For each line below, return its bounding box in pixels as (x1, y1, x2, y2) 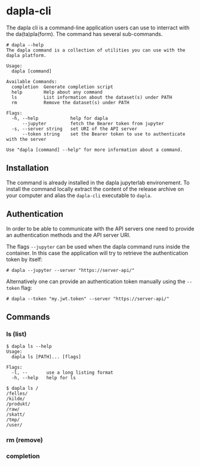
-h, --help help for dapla (11, 115, 109, 121)
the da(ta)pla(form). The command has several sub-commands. (6, 30, 163, 37)
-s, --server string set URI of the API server (11, 126, 137, 132)
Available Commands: (6, 78, 58, 84)
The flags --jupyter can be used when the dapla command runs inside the (6, 243, 190, 250)
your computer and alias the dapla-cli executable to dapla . (6, 192, 152, 199)
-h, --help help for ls (11, 375, 76, 381)
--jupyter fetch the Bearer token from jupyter (21, 120, 164, 126)
